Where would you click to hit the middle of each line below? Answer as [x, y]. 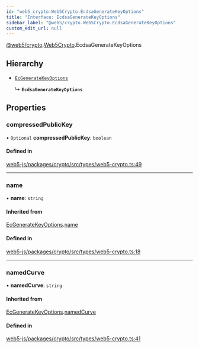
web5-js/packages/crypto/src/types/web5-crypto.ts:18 [73, 252]
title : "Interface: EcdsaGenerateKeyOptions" [63, 17]
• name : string [25, 198]
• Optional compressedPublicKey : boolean [59, 137]
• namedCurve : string [34, 285]
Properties [26, 108]
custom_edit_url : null [34, 28]
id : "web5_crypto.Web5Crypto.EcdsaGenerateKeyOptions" [75, 12]
